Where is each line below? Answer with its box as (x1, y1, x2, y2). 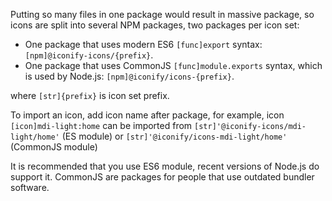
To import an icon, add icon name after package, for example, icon (10, 109, 285, 121)
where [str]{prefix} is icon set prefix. (10, 90, 170, 101)
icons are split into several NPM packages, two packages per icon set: (10, 19, 300, 31)
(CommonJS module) (10, 141, 98, 153)
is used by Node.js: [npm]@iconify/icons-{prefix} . (24, 70, 235, 82)
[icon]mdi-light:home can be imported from (10, 120, 193, 131)
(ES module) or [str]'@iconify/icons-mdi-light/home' (61, 130, 288, 142)
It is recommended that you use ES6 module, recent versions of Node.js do (10, 160, 320, 172)
